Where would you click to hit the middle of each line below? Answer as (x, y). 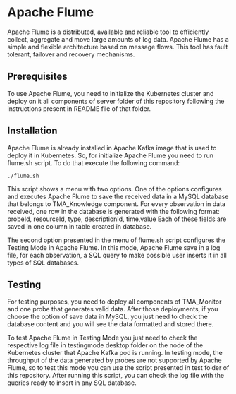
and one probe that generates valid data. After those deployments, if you (113, 309)
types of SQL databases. (43, 263)
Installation (32, 131)
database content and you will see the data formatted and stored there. (111, 324)
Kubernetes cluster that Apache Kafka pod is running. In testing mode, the (115, 353)
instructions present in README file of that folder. (79, 108)
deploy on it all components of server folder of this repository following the (116, 101)
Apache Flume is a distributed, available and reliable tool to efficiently (108, 32)
